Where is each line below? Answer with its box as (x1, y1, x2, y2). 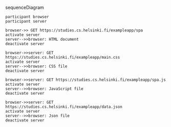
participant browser (5, 14, 50, 20)
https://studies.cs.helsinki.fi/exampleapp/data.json (5, 104, 123, 110)
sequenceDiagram (5, 5, 45, 10)
